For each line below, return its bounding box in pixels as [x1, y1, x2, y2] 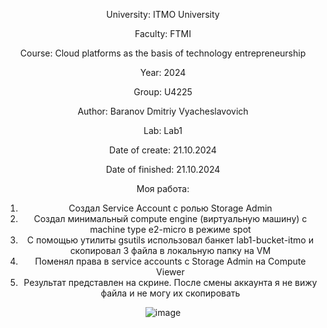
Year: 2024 [139, 67, 187, 78]
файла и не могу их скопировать [100, 287, 241, 299]
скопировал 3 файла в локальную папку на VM [69, 245, 272, 256]
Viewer [156, 266, 185, 278]
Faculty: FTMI [134, 28, 192, 39]
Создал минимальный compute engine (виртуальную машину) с [33, 213, 308, 224]
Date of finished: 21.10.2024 [105, 164, 221, 175]
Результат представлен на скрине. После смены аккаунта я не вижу [23, 277, 318, 288]
